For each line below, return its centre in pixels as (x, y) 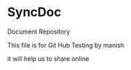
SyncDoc (34, 12)
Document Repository (39, 31)
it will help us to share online (48, 58)
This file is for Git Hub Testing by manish (66, 45)
